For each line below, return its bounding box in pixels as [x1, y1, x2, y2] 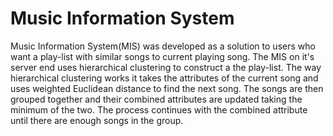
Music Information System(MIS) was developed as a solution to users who [10, 40, 316, 52]
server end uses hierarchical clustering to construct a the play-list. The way [10, 61, 322, 73]
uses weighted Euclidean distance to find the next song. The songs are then [10, 82, 324, 94]
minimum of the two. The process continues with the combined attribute [10, 103, 308, 116]
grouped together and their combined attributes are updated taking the [10, 93, 303, 105]
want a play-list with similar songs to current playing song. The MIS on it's [10, 50, 315, 62]
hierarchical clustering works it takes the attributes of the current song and [10, 72, 319, 84]
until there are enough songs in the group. [10, 114, 184, 126]
